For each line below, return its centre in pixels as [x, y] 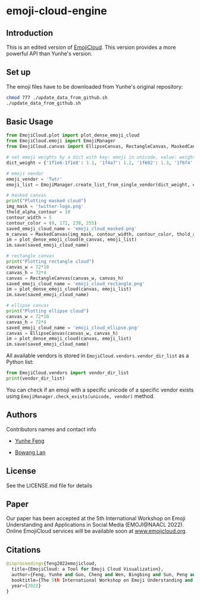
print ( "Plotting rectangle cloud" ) [50, 262]
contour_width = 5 [29, 217]
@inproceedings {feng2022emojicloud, [51, 564]
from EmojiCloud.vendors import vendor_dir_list [68, 373]
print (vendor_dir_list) [36, 378]
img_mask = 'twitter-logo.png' [45, 207]
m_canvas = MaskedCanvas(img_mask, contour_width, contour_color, [90, 234]
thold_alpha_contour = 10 [38, 212]
